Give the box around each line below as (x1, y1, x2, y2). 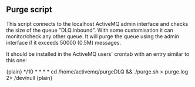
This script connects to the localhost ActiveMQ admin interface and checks (6, 20, 189, 27)
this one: (6, 56, 28, 63)
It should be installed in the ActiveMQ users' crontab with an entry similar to (6, 50, 190, 58)
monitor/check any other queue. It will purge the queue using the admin (6, 32, 179, 40)
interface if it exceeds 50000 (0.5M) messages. (6, 39, 122, 46)
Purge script (6, 5, 52, 15)
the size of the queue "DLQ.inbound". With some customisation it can (6, 26, 173, 34)
